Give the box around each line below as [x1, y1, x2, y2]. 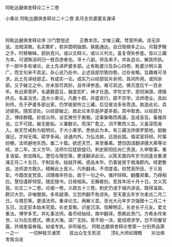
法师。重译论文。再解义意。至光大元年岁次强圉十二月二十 [45, 198, 167, 204]
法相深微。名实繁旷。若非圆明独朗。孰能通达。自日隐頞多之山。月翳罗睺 [14, 44, 167, 50]
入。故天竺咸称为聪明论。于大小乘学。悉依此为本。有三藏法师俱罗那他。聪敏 [5, 127, 167, 133]
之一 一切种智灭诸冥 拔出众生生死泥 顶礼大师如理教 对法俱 [9, 230, 165, 236]
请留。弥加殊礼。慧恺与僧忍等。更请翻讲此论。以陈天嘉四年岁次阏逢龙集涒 [9, 153, 167, 159]
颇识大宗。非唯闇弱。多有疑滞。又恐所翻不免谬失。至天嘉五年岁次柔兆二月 [5, 192, 162, 197]
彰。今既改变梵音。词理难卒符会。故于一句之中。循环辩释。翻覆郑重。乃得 [5, 172, 162, 178]
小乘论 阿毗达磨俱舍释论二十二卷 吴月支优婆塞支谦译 [5, 15, 116, 22]
